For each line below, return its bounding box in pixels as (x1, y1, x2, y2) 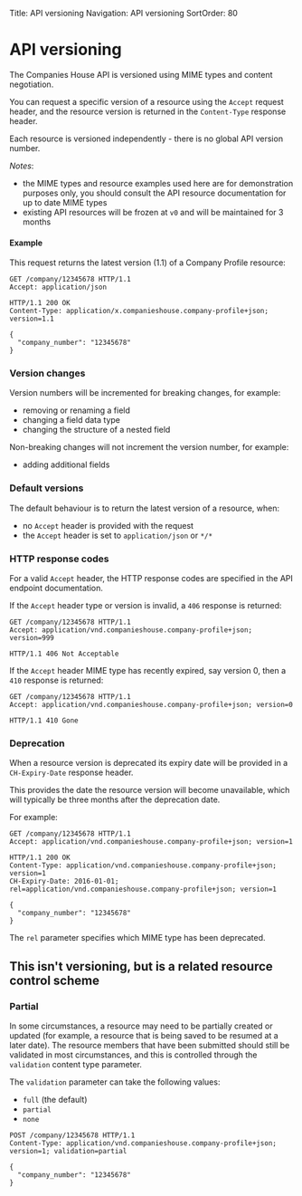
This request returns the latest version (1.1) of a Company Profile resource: (9, 257, 287, 268)
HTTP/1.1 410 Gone (9, 716, 79, 725)
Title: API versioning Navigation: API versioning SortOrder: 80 (9, 8, 238, 18)
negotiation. (9, 79, 54, 90)
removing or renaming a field (22, 405, 131, 416)
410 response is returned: (9, 675, 104, 686)
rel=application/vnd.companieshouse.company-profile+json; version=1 (9, 885, 278, 895)
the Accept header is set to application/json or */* (22, 530, 213, 541)
